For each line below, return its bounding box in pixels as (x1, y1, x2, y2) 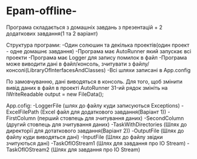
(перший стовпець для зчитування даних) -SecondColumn (37, 114, 185, 122)
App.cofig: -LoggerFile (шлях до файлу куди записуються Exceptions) (6, 102, 180, 109)
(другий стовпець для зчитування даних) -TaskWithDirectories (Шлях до (6, 121, 188, 128)
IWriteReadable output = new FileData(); (6, 90, 104, 98)
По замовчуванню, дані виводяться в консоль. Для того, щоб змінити (6, 78, 183, 85)
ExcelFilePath (6, 108, 40, 115)
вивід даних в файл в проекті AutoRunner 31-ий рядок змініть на (6, 84, 168, 91)
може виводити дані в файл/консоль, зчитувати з (6, 60, 131, 67)
